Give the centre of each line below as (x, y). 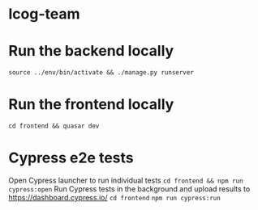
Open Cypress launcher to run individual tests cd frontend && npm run (126, 180)
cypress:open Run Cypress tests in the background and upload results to (129, 189)
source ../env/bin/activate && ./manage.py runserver (101, 73)
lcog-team (44, 14)
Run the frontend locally (91, 105)
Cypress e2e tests (71, 158)
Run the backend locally (91, 51)
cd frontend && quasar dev (54, 126)
